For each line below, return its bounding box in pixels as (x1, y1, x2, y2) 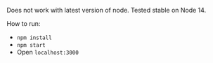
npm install (16, 34, 52, 41)
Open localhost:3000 (16, 48, 79, 56)
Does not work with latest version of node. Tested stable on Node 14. (6, 6, 207, 14)
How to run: (6, 20, 41, 27)
